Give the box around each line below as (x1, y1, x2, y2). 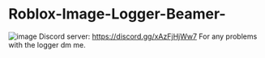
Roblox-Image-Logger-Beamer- (8, 5, 226, 23)
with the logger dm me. (8, 39, 87, 49)
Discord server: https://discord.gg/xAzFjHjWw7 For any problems (39, 31, 258, 41)
